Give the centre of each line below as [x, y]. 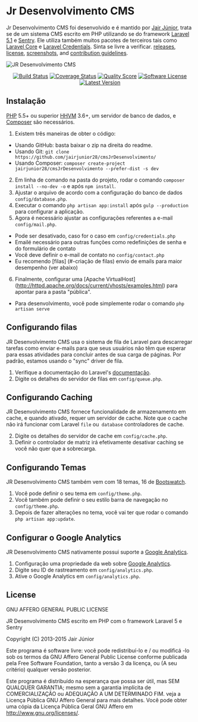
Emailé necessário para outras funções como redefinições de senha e [100, 242]
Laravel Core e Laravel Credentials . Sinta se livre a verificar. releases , [91, 47]
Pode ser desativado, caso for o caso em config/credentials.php [95, 236]
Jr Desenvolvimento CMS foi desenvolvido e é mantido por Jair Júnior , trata [99, 27]
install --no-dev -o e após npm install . [65, 186]
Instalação [26, 101]
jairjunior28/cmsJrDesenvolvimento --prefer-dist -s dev [87, 168]
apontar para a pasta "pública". [53, 291]
